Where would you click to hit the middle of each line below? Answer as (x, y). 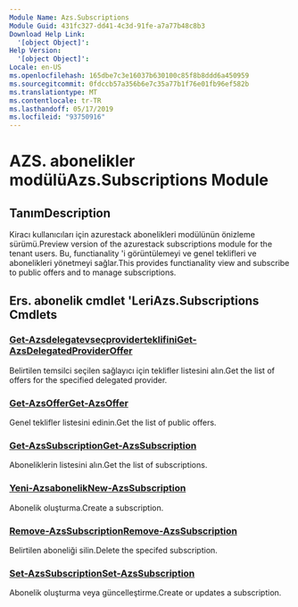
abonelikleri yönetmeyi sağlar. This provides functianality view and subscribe (149, 263)
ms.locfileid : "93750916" (57, 117)
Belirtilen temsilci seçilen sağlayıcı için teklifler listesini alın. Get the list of (142, 370)
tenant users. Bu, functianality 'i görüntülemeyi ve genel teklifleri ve (133, 254)
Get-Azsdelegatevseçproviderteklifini (93, 340)
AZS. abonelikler (72, 161)
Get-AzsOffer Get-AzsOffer (69, 403)
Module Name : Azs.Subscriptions (69, 17)
